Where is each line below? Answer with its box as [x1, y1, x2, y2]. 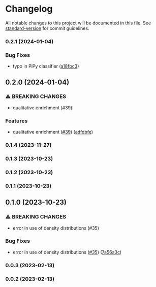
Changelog [5, 3, 53, 15]
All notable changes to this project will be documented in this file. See [5, 20, 151, 26]
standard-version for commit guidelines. [5, 25, 89, 31]
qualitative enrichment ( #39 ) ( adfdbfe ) [12, 129, 93, 135]
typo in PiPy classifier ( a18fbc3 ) [12, 63, 79, 69]
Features [5, 117, 28, 124]
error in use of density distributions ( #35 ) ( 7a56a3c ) [12, 249, 122, 255]
